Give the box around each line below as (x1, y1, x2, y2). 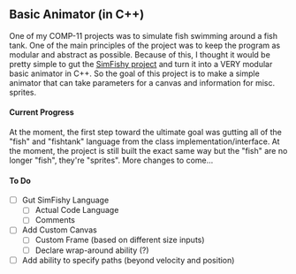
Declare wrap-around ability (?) (34, 245, 149, 255)
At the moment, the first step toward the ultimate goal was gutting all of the (9, 127, 283, 138)
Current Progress (9, 107, 74, 118)
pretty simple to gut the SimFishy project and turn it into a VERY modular (9, 58, 273, 69)
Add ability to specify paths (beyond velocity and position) (21, 255, 235, 265)
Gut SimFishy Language (21, 194, 110, 206)
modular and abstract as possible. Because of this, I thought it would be (9, 49, 271, 60)
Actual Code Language (34, 205, 119, 216)
